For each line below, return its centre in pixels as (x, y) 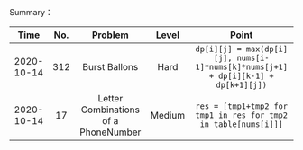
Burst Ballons (110, 67)
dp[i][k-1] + (246, 76)
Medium (168, 115)
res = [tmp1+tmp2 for (242, 106)
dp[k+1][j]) (242, 85)
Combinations (110, 110)
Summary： (32, 12)
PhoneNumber (110, 132)
